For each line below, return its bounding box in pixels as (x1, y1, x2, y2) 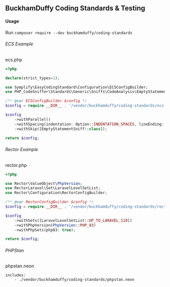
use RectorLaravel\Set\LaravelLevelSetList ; (5, 185, 101, 191)
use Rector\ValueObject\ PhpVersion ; (5, 181, 82, 186)
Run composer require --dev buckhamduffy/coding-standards (5, 29, 133, 35)
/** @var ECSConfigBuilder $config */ (5, 99, 87, 104)
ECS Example (5, 41, 34, 47)
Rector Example (5, 147, 38, 153)
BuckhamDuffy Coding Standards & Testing (5, 4, 145, 13)
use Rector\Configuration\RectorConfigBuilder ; (5, 190, 108, 196)
